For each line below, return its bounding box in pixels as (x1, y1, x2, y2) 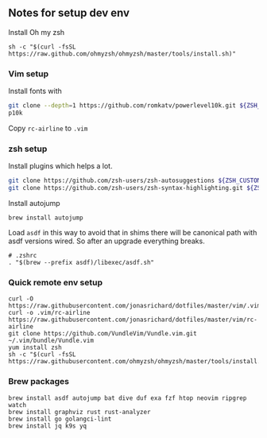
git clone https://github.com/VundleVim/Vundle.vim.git (8, 330, 197, 338)
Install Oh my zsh (8, 27, 65, 37)
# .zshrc (8, 251, 37, 259)
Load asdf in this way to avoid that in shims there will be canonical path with (8, 227, 257, 237)
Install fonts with (8, 87, 62, 96)
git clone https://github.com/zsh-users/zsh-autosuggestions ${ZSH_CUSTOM (8, 176, 261, 185)
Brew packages (8, 376, 70, 387)
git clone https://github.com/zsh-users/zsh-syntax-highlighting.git (8, 184, 244, 192)
